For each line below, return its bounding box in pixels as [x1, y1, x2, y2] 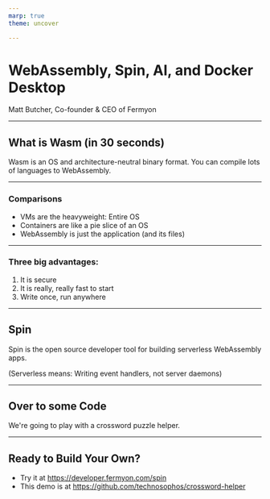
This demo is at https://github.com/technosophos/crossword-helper [19, 481, 246, 492]
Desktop [8, 78, 66, 97]
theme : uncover [8, 19, 59, 27]
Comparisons [8, 193, 63, 205]
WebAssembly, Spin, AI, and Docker [8, 61, 254, 79]
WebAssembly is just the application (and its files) [19, 229, 185, 239]
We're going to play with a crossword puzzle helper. [8, 421, 181, 430]
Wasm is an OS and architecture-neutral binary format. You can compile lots [8, 157, 260, 167]
